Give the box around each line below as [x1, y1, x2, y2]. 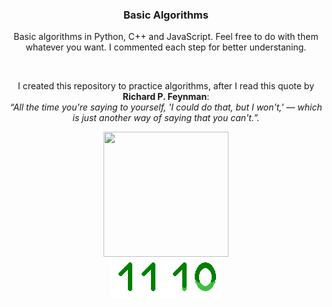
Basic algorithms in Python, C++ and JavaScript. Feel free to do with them [13, 31, 319, 43]
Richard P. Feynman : [122, 91, 210, 103]
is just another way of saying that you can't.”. [72, 112, 260, 124]
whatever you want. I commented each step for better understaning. [25, 41, 307, 53]
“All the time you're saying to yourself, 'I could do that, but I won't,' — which [9, 101, 323, 113]
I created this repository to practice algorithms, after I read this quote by [17, 80, 315, 92]
